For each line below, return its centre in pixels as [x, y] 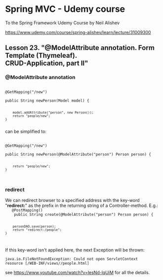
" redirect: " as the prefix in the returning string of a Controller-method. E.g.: [81, 205]
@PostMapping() [27, 210]
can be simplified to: [26, 131]
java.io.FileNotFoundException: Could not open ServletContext [72, 259]
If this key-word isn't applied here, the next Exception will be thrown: [75, 250]
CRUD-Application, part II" [47, 63]
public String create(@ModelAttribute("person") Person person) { [84, 215]
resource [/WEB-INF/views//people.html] [47, 263]
